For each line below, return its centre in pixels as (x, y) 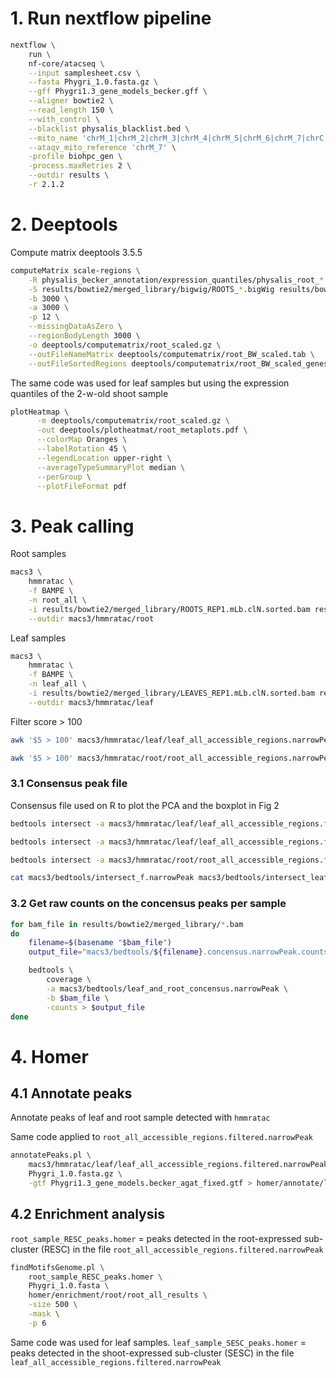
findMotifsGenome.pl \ (57, 1267)
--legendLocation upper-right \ (104, 458)
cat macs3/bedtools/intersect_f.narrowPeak (102, 878)
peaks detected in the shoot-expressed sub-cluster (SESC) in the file (152, 1353)
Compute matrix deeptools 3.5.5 (76, 252)
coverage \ (69, 980)
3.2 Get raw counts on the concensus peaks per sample (148, 904)
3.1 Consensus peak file (69, 784)
